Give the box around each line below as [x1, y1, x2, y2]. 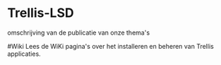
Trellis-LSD [7, 5, 74, 21]
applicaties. [7, 49, 41, 58]
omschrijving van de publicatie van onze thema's [7, 28, 150, 37]
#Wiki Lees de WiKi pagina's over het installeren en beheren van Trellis [7, 42, 214, 50]
